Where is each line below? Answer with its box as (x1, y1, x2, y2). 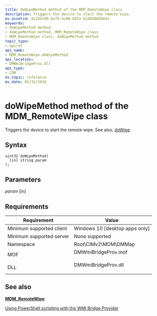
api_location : (5, 57, 34, 62)
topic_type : (5, 39, 29, 44)
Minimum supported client (7, 225, 67, 231)
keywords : (5, 20, 25, 26)
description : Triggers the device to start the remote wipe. (5, 12, 131, 17)
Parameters (5, 176, 41, 184)
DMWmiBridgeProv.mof (74, 249, 128, 255)
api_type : (5, 66, 25, 71)
